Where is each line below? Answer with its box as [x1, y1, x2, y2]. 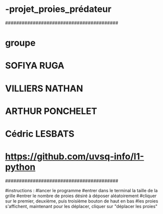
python [5, 161, 36, 173]
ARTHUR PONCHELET [5, 105, 97, 117]
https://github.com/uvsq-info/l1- [5, 151, 144, 162]
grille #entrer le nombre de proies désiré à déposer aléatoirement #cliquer [5, 193, 157, 199]
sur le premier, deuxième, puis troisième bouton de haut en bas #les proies [5, 198, 159, 204]
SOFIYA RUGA [5, 60, 65, 71]
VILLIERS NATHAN [5, 83, 83, 94]
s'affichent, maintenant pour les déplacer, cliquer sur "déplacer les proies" [5, 203, 158, 209]
